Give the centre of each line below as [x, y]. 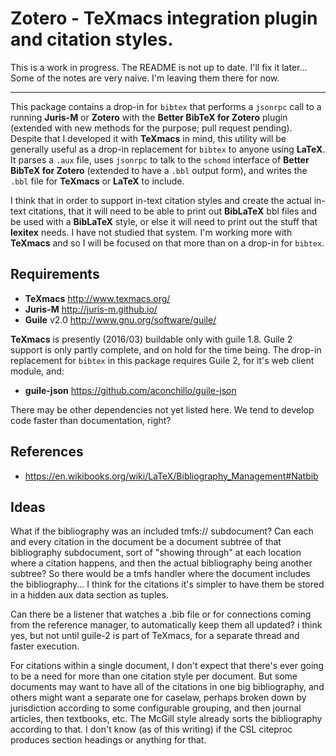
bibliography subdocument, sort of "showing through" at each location [156, 553]
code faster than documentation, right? [91, 420]
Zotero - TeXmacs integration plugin [164, 18]
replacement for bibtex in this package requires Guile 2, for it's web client [162, 360]
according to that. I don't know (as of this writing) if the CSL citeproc [151, 729]
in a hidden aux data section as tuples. [89, 595]
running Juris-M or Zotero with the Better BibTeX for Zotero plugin [149, 117]
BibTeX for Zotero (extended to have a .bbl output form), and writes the [159, 170]
